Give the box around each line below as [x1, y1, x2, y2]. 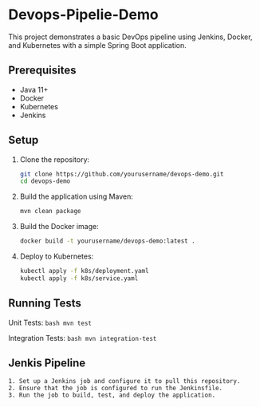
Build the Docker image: [19, 222, 100, 231]
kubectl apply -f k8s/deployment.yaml [19, 267, 149, 275]
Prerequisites [8, 64, 77, 77]
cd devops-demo [19, 177, 71, 185]
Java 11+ [19, 85, 49, 94]
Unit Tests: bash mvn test [8, 318, 92, 327]
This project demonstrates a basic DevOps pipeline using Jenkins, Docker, [8, 32, 253, 41]
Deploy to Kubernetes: [19, 251, 94, 261]
